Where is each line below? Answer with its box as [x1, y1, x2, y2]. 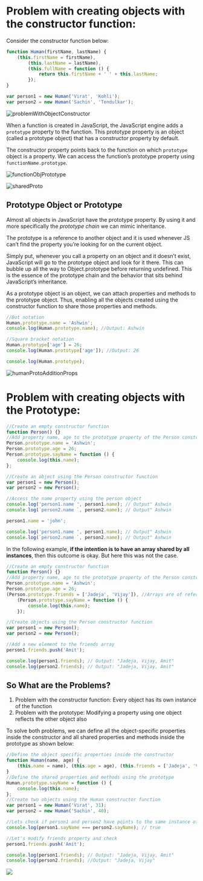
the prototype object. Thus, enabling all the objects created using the [6, 296, 178, 303]
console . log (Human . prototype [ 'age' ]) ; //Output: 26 [6, 347, 139, 353]
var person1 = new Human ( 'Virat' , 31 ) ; [6, 802, 107, 808]
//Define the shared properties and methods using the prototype [6, 774, 174, 780]
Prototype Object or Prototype [6, 200, 123, 210]
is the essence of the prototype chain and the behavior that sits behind [6, 271, 182, 279]
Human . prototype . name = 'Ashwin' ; [6, 320, 94, 326]
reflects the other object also [14, 715, 88, 723]
